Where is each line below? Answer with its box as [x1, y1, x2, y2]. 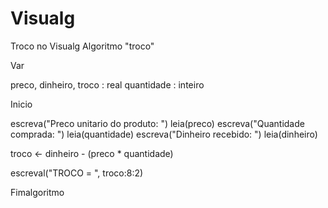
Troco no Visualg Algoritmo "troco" [10, 40, 155, 52]
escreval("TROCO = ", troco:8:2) [10, 167, 144, 179]
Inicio [10, 98, 33, 110]
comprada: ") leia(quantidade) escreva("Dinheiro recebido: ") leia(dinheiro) [10, 128, 318, 140]
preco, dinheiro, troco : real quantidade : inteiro [10, 78, 205, 91]
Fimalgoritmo [10, 186, 65, 198]
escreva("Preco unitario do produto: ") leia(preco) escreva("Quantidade [10, 117, 305, 129]
